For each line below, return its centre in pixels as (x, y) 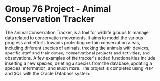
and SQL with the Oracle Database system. (48, 73)
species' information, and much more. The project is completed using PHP (79, 68)
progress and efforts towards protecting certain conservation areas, (73, 42)
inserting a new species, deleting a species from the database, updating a (79, 63)
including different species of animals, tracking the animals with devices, (77, 48)
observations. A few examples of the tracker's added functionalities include (80, 58)
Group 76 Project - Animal (58, 9)
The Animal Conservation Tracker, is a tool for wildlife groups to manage (77, 32)
